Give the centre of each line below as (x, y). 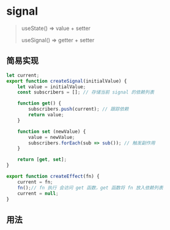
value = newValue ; (52, 137)
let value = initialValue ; (52, 87)
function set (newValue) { (52, 132)
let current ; (23, 75)
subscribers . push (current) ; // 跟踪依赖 (79, 109)
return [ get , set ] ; (42, 160)
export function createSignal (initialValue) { (67, 81)
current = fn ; (35, 182)
